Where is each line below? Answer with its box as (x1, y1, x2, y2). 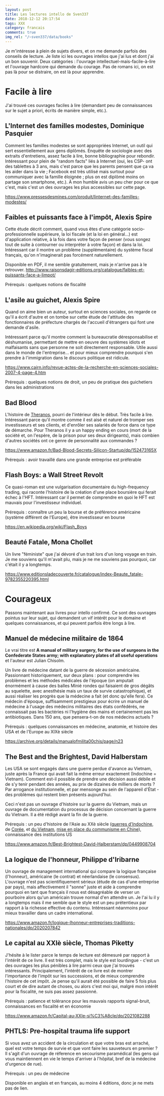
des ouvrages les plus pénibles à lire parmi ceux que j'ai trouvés (5, 962, 135, 968)
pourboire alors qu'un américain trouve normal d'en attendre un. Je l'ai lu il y (5, 894, 160, 901)
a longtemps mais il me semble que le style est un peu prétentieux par (5, 900, 147, 906)
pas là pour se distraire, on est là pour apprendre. (5, 69, 105, 75)
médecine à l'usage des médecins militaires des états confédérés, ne (5, 704, 145, 710)
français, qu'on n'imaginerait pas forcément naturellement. (5, 252, 124, 258)
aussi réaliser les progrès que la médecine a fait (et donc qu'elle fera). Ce (5, 693, 153, 699)
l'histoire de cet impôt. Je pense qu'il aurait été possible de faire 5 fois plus (5, 978, 157, 984)
